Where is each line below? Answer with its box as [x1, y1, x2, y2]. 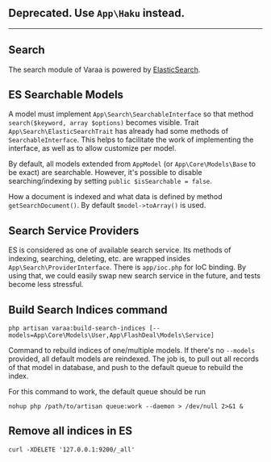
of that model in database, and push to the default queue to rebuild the [8, 363, 244, 373]
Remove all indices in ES [8, 424, 133, 438]
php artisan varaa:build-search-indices [8, 324, 147, 333]
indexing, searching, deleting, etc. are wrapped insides [8, 254, 191, 264]
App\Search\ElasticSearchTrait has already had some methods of [8, 127, 228, 136]
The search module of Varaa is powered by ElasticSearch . [8, 65, 201, 74]
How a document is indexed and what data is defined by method [8, 192, 223, 202]
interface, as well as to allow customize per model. [8, 144, 177, 153]
